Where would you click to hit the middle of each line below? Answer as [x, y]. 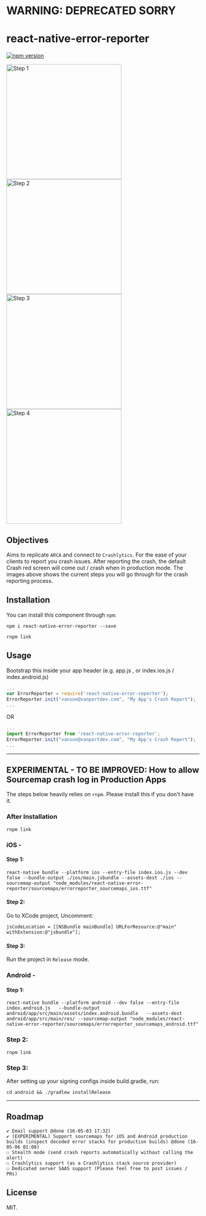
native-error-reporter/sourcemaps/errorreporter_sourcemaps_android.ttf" [103, 1024]
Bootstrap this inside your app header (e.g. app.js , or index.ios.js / [90, 670]
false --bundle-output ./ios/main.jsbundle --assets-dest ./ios [90, 878]
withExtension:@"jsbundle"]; [44, 932]
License [22, 1193]
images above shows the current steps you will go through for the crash [97, 574]
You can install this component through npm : [61, 615]
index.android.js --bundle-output [53, 1008]
